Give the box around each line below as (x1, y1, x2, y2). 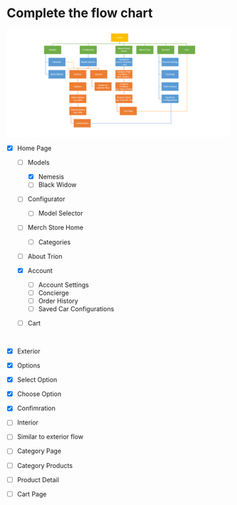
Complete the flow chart (6, 5, 154, 21)
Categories (38, 237, 71, 246)
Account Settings (38, 280, 90, 289)
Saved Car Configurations (38, 304, 115, 313)
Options (16, 361, 41, 370)
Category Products (16, 461, 73, 469)
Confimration (16, 404, 56, 412)
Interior (16, 418, 38, 427)
